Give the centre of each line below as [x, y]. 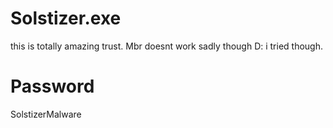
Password [52, 86]
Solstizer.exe [66, 18]
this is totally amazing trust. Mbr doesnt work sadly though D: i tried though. [167, 46]
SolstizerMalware [46, 114]
